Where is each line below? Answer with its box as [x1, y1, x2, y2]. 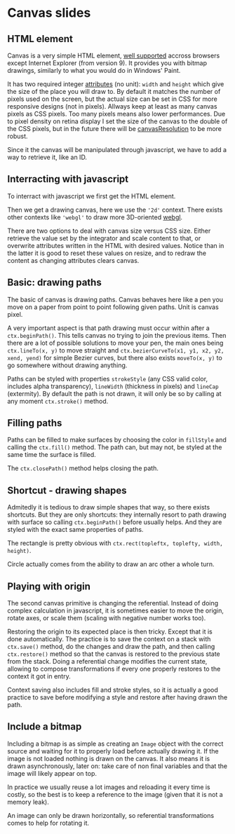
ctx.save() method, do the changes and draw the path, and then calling [7, 643, 215, 651]
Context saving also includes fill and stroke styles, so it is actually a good [7, 685, 219, 695]
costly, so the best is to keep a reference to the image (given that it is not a [7, 790, 223, 798]
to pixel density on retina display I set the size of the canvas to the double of [7, 117, 228, 125]
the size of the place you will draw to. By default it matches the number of [7, 88, 221, 95]
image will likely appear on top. [7, 769, 97, 777]
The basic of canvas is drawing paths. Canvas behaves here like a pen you [7, 295, 223, 303]
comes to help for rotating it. [7, 819, 90, 827]
